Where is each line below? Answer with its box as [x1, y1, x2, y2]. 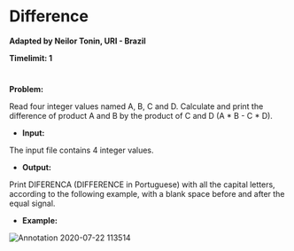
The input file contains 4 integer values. [9, 145, 154, 156]
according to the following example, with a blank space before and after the [9, 189, 285, 200]
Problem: [9, 84, 44, 95]
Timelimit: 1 [9, 52, 53, 63]
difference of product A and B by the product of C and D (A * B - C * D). [9, 111, 273, 122]
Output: [21, 162, 51, 173]
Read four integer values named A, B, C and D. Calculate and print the [9, 101, 264, 112]
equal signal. [9, 198, 56, 209]
